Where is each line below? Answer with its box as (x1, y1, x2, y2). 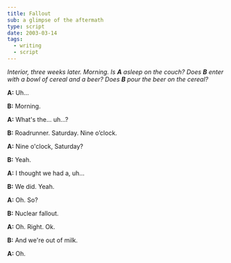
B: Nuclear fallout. (7, 209, 59, 217)
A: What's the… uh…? (7, 115, 69, 123)
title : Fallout (7, 10, 51, 17)
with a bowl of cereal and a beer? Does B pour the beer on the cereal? (7, 75, 209, 83)
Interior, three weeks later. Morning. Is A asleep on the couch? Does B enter (7, 67, 224, 76)
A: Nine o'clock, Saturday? (7, 142, 83, 150)
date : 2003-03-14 (7, 29, 58, 37)
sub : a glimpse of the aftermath (7, 17, 104, 24)
